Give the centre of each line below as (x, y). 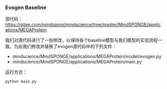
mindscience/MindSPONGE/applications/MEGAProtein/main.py (77, 62)
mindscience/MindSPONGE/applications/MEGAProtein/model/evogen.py (87, 56)
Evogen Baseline (26, 7)
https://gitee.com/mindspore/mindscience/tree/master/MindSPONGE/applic (83, 24)
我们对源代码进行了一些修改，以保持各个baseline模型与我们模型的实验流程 (82, 40)
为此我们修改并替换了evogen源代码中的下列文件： (65, 46)
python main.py (21, 81)
